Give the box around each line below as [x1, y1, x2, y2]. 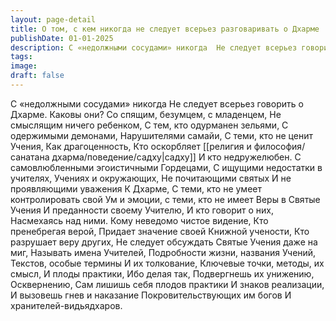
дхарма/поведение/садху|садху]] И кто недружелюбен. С [51, 151, 302, 163]
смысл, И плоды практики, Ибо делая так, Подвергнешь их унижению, [10, 267, 315, 280]
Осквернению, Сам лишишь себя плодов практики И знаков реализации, [10, 278, 325, 290]
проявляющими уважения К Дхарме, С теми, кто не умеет [10, 182, 262, 195]
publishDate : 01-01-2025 [10, 33, 114, 43]
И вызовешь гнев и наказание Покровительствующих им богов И [10, 289, 292, 301]
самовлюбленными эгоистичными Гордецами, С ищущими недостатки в [10, 161, 323, 173]
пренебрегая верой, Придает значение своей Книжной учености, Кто [10, 225, 310, 237]
